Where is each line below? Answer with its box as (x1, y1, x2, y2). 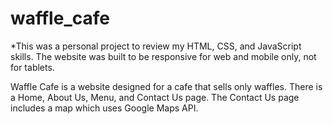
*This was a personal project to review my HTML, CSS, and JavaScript (10, 40, 302, 52)
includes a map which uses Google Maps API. (10, 102, 199, 114)
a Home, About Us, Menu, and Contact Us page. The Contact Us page (10, 91, 300, 103)
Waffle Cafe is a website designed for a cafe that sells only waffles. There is (10, 80, 323, 92)
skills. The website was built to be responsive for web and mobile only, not (10, 50, 317, 62)
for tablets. (10, 61, 55, 73)
